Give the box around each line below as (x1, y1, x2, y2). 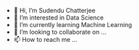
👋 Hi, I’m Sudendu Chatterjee (13, 7, 96, 14)
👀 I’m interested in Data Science (13, 14, 104, 22)
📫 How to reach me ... (13, 36, 77, 43)
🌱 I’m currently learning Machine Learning (13, 21, 132, 28)
